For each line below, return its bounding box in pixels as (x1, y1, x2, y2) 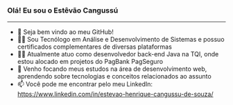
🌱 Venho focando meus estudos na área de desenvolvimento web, (17, 65, 207, 73)
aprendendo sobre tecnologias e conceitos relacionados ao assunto (17, 72, 212, 81)
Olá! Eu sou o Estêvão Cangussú (7, 6, 119, 15)
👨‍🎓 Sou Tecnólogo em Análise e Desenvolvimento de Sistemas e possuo (17, 35, 225, 44)
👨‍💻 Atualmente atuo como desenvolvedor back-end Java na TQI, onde (17, 50, 219, 58)
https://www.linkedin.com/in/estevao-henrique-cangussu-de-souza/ (17, 90, 214, 99)
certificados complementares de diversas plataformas (17, 42, 172, 51)
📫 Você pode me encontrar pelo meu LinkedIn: (17, 80, 153, 88)
